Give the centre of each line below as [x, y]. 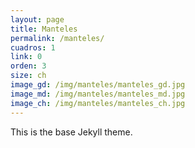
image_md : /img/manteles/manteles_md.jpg [98, 94]
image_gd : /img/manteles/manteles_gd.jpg [98, 85]
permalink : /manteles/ [57, 38]
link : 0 [26, 57]
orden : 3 [28, 66]
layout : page [37, 19]
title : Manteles [44, 29]
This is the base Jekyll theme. [71, 132]
